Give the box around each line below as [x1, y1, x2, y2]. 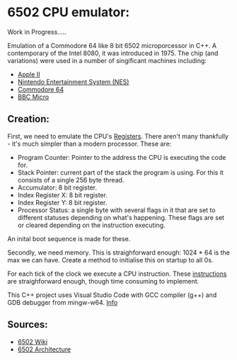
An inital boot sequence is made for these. [7, 234, 131, 243]
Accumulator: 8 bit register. [17, 183, 98, 192]
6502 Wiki [17, 337, 48, 346]
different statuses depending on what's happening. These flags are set [17, 213, 225, 221]
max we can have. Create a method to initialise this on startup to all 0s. [7, 255, 214, 264]
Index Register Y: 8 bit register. [17, 198, 108, 207]
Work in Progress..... [7, 28, 67, 36]
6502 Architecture [17, 344, 71, 354]
